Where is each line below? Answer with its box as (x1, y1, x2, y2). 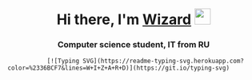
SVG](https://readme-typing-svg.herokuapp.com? (82, 57, 245, 66)
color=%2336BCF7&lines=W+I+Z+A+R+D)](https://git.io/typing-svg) (7, 64, 230, 72)
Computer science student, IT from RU (57, 39, 210, 50)
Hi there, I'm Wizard (56, 10, 192, 29)
